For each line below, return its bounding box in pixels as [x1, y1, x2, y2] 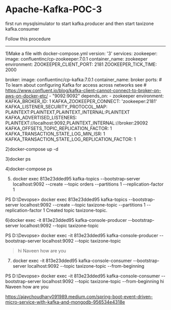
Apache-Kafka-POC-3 [5, 4, 102, 15]
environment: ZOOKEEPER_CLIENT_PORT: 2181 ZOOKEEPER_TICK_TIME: [5, 61, 157, 67]
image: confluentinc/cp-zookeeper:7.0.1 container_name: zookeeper [5, 56, 148, 62]
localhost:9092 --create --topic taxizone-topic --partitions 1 [20, 201, 146, 208]
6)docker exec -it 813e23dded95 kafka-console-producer [5, 217, 127, 223]
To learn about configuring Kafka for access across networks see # [5, 82, 147, 88]
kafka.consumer [5, 25, 40, 32]
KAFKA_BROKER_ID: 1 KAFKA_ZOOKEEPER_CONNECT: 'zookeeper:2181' [5, 98, 157, 104]
